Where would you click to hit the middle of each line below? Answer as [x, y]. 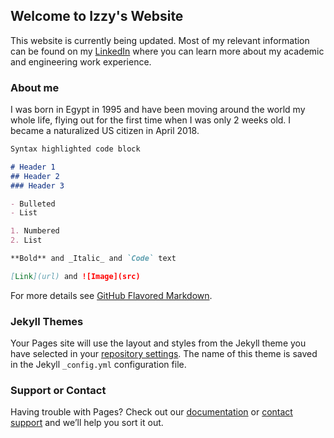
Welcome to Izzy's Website [97, 16]
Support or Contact [58, 391]
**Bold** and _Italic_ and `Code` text [93, 259]
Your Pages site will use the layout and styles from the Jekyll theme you [158, 343]
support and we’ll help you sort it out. [87, 423]
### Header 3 [37, 185]
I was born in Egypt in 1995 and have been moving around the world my [158, 110]
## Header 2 [35, 176]
